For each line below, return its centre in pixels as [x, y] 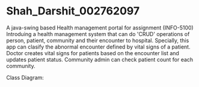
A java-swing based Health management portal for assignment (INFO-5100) [100, 28]
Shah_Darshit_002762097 [73, 11]
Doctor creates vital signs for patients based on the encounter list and [93, 53]
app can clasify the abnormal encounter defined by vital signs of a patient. [98, 47]
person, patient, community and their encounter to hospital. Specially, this [98, 40]
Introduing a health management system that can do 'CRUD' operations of [98, 34]
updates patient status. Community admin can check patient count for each [100, 59]
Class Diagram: [25, 77]
